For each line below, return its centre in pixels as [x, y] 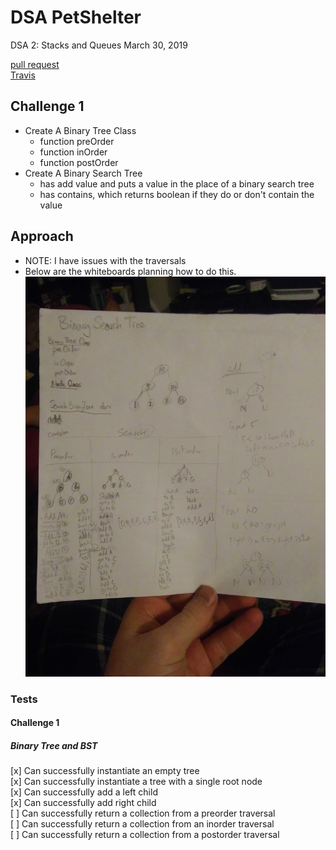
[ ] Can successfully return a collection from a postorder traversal [145, 835]
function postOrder [79, 162]
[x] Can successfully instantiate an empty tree [105, 771]
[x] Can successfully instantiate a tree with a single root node [136, 782]
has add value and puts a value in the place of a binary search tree [177, 183]
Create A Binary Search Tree [83, 173]
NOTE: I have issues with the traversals [105, 260]
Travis [23, 75]
